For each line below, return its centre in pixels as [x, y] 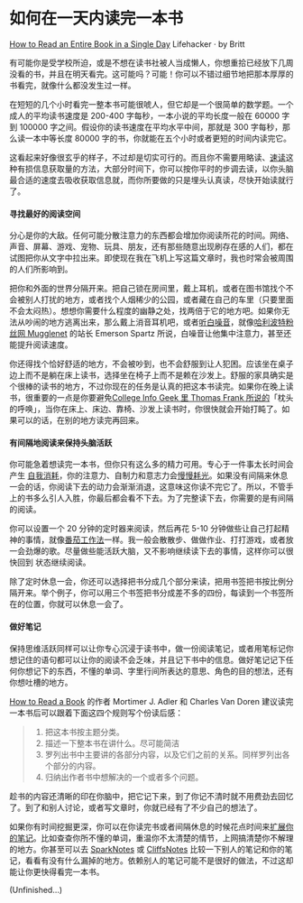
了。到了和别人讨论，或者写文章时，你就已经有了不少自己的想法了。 [136, 807]
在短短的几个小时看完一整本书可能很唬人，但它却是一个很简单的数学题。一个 [151, 104]
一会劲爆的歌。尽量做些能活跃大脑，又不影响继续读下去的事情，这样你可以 [147, 551]
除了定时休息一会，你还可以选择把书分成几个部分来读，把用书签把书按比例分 [151, 582]
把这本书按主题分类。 [84, 732]
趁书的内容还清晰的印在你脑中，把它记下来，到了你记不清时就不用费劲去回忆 [151, 796]
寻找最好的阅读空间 [45, 214]
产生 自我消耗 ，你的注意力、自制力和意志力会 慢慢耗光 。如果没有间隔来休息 [149, 475]
